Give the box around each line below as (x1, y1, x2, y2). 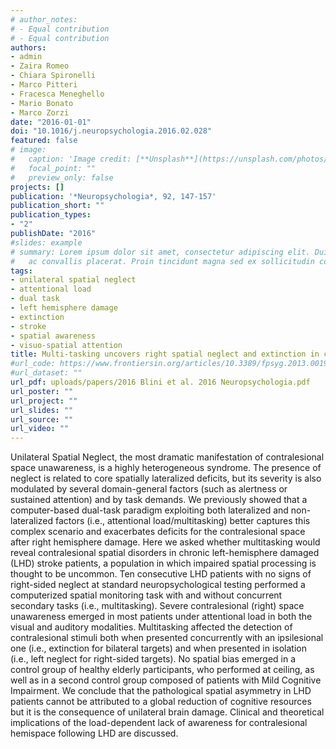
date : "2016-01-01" (10, 117, 92, 127)
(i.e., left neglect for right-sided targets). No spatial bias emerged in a (10, 653, 297, 665)
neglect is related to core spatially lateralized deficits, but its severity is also (10, 472, 322, 485)
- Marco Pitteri (10, 80, 78, 90)
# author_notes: (10, 14, 78, 25)
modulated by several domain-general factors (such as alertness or (10, 483, 288, 495)
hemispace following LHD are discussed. (10, 727, 179, 740)
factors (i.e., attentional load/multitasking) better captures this (54, 515, 311, 527)
